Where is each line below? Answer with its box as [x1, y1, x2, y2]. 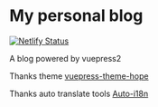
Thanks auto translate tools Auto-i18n [9, 88, 149, 99]
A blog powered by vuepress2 [9, 53, 122, 63]
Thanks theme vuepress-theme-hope [9, 70, 149, 82]
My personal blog [9, 5, 144, 26]
